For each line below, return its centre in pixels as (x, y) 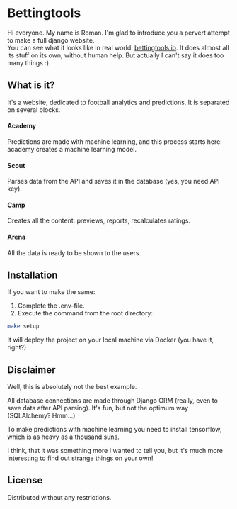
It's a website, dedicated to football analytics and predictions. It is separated (118, 102)
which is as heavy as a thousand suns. (64, 437)
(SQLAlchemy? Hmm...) (41, 415)
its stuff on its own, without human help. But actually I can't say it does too (116, 55)
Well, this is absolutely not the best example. (72, 387)
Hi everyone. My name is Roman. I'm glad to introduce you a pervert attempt (118, 33)
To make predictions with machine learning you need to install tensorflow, (115, 430)
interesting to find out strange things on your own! (80, 458)
